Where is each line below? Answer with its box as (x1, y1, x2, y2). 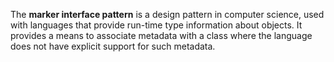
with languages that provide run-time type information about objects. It (10, 19, 303, 31)
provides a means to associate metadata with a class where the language (10, 30, 313, 41)
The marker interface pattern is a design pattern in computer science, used (10, 9, 325, 20)
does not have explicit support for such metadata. (10, 40, 216, 52)
